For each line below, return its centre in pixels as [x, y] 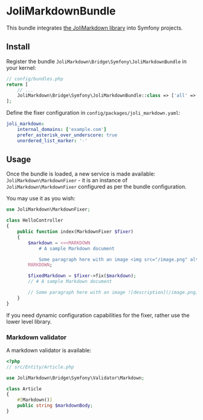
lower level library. [29, 322]
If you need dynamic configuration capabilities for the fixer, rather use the [98, 315]
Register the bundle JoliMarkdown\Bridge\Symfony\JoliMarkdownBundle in [97, 61]
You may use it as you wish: [41, 199]
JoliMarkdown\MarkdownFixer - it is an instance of [67, 180]
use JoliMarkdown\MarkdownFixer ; [48, 209]
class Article [24, 389]
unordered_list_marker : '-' [52, 141]
